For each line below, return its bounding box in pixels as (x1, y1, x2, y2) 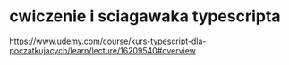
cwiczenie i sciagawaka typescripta (9, 6, 281, 27)
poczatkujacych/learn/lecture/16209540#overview (9, 45, 197, 55)
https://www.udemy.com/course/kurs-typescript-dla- (9, 36, 207, 46)
